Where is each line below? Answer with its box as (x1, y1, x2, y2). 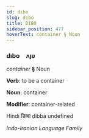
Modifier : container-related (6, 101, 75, 108)
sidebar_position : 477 (6, 26, 64, 32)
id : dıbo (6, 9, 29, 15)
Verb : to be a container (6, 77, 65, 85)
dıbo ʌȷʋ (6, 52, 35, 60)
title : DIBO (6, 20, 37, 26)
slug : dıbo (6, 15, 34, 21)
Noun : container (6, 89, 48, 96)
